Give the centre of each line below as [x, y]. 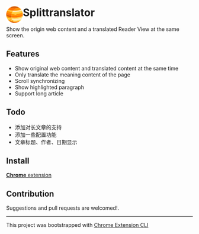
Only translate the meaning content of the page [72, 75]
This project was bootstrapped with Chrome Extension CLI [77, 225]
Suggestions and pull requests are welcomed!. [63, 208]
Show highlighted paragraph [49, 87]
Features [23, 54]
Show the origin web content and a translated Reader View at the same [93, 29]
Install [18, 161]
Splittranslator [59, 13]
